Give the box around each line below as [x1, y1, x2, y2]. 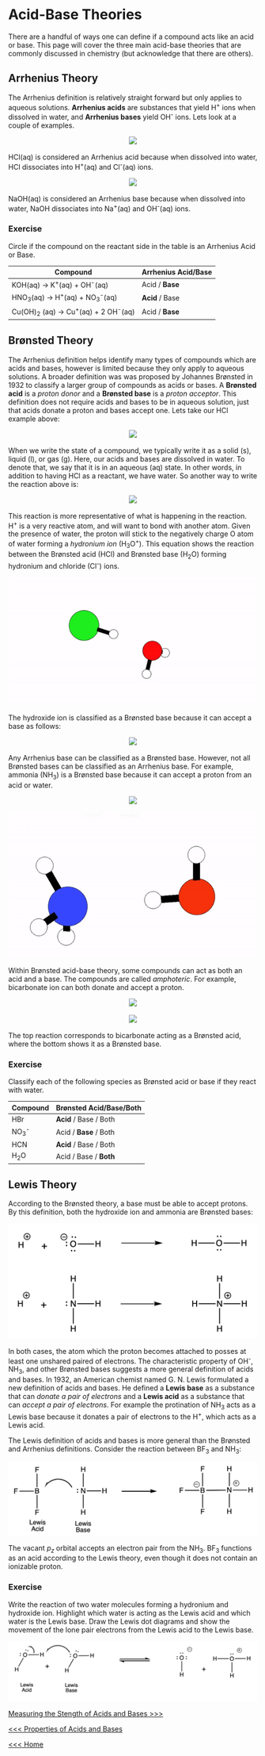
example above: [8, 414, 61, 424]
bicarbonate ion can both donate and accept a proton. [8, 983, 184, 992]
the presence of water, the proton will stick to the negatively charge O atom [8, 529, 255, 539]
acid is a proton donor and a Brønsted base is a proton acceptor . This [8, 389, 237, 398]
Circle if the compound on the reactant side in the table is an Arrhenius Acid [8, 241, 256, 251]
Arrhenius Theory [8, 71, 99, 85]
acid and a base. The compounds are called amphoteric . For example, [8, 974, 237, 984]
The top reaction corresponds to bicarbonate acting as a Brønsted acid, [8, 1031, 241, 1041]
